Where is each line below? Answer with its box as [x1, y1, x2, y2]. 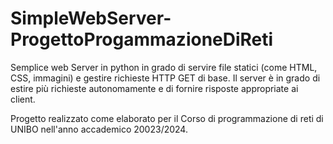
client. [10, 93, 36, 105]
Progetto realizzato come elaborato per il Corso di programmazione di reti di [10, 112, 324, 124]
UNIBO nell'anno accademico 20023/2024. [10, 123, 188, 135]
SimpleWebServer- [10, 7, 172, 30]
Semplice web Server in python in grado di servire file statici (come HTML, [10, 61, 318, 73]
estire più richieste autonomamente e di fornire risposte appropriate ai [10, 82, 299, 94]
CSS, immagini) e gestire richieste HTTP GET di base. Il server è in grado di [10, 72, 321, 84]
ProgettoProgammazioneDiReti [10, 28, 274, 51]
